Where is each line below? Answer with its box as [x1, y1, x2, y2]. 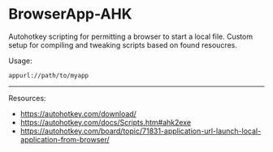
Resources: [8, 93, 46, 103]
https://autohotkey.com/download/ [19, 108, 136, 118]
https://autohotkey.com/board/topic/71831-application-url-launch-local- [19, 126, 262, 136]
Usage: [8, 56, 32, 65]
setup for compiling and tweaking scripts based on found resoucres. [8, 40, 238, 49]
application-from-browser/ [19, 134, 110, 144]
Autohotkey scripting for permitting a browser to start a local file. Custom [8, 32, 253, 41]
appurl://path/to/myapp [8, 71, 89, 79]
